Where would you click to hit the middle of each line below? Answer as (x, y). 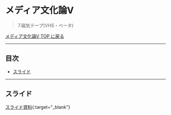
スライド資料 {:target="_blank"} (38, 107)
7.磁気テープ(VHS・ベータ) (46, 25)
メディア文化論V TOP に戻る (35, 36)
